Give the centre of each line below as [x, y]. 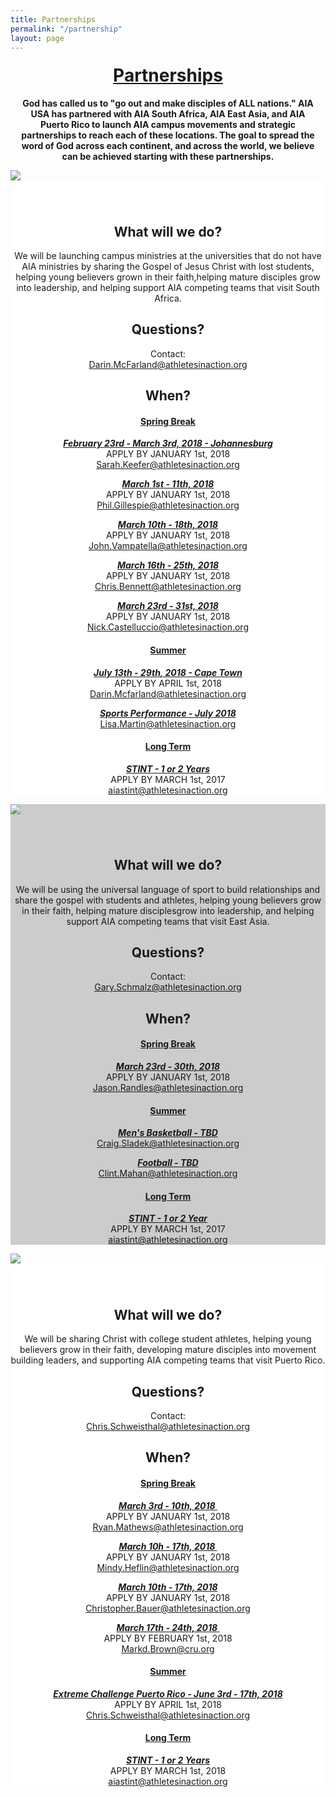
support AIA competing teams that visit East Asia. [168, 921]
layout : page [37, 38]
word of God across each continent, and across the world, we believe [168, 146]
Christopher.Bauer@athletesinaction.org [168, 1608]
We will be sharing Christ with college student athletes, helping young [168, 1339]
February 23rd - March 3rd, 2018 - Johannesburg [168, 443]
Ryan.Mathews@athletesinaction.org [168, 1527]
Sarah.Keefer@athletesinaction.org [168, 465]
